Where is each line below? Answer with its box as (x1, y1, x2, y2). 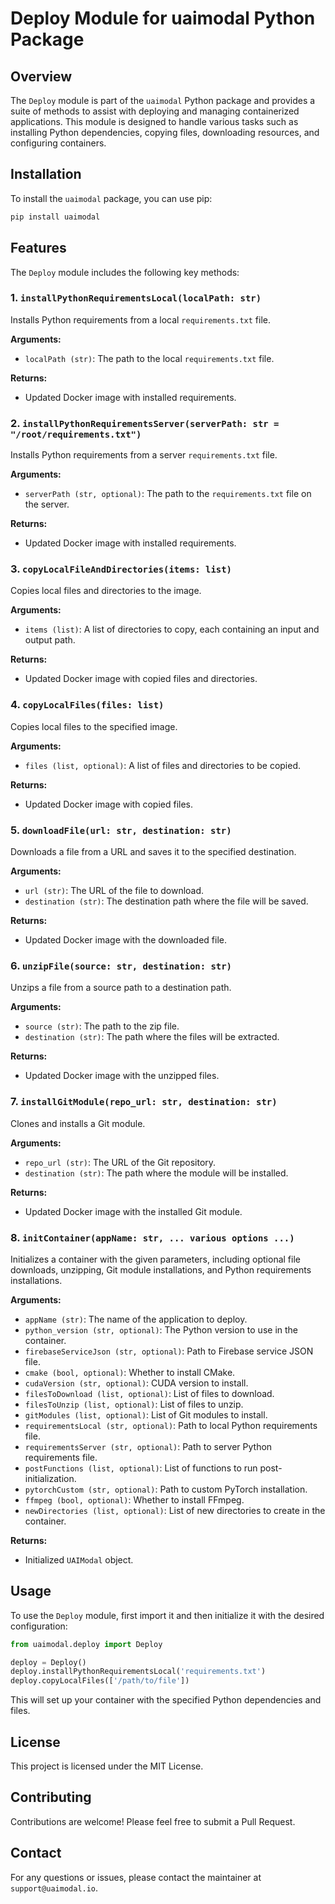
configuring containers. (10, 137, 107, 149)
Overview (10, 68, 73, 85)
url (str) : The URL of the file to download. (24, 884, 205, 896)
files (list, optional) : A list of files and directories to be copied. (24, 759, 302, 771)
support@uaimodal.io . (10, 1882, 99, 1894)
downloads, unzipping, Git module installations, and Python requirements (10, 1263, 312, 1276)
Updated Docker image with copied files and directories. (24, 673, 258, 685)
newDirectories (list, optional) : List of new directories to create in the (24, 1504, 326, 1516)
